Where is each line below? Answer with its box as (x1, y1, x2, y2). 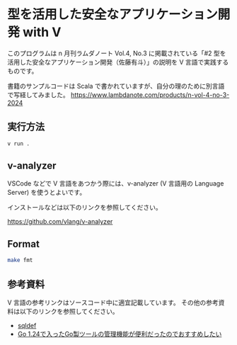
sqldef (17, 321, 37, 329)
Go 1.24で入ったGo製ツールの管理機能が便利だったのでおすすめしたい (17, 329, 222, 338)
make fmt (7, 256, 33, 264)
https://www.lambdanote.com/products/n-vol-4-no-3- (70, 90, 230, 99)
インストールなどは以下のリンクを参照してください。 (7, 203, 162, 212)
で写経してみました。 (7, 90, 69, 99)
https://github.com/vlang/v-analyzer (7, 217, 113, 226)
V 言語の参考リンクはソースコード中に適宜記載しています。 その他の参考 (7, 298, 219, 307)
